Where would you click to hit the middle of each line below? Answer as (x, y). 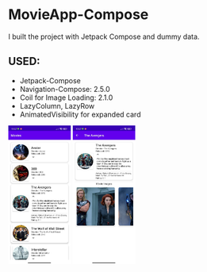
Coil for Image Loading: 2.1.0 (66, 98)
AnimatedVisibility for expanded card (80, 114)
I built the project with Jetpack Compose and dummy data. (104, 36)
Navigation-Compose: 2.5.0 (65, 89)
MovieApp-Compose (79, 15)
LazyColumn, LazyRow (57, 105)
